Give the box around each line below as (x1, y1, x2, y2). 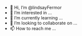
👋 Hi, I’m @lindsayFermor (9, 5, 62, 10)
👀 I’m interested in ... (9, 10, 52, 16)
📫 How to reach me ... (9, 26, 56, 31)
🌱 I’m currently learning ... (9, 15, 63, 20)
